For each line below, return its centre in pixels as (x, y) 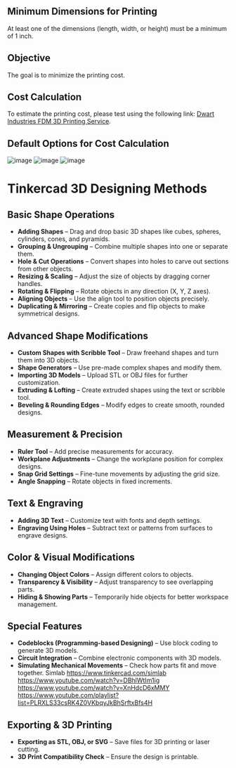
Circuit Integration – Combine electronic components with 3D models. (119, 658)
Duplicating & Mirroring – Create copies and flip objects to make (111, 306)
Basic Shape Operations (61, 215)
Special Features (45, 626)
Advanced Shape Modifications (78, 336)
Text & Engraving (45, 503)
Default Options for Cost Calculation (88, 143)
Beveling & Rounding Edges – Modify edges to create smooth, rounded (121, 405)
